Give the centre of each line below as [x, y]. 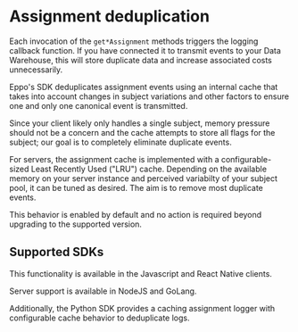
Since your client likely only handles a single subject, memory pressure [140, 123]
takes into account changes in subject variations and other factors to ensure [149, 96]
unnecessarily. [36, 70]
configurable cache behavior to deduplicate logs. [99, 318]
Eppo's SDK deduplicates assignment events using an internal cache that [144, 87]
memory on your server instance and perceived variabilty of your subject [144, 178]
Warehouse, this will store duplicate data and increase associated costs [141, 60]
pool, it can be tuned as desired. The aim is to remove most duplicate [136, 187]
